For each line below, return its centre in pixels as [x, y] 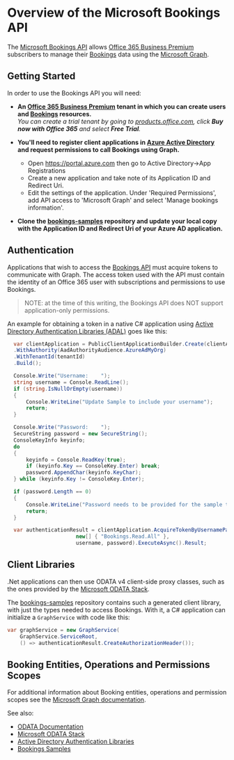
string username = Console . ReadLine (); [71, 382]
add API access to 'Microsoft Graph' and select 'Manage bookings [123, 200]
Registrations [47, 170]
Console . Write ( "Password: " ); [62, 427]
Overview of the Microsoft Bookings [114, 13]
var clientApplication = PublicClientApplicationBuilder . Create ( [110, 344]
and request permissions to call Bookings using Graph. [98, 149]
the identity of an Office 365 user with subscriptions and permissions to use [116, 282]
